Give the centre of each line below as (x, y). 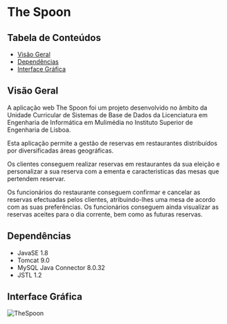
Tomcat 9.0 (33, 260)
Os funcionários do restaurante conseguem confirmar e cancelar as (104, 192)
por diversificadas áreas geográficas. (61, 151)
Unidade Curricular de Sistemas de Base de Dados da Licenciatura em (108, 114)
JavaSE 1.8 (33, 253)
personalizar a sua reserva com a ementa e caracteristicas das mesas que (113, 171)
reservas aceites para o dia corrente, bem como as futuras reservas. (105, 214)
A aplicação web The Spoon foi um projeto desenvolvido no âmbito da (107, 108)
